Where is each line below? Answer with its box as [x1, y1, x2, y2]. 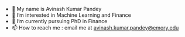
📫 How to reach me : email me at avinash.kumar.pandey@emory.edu [11, 24, 179, 31]
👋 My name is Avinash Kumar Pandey [11, 6, 102, 12]
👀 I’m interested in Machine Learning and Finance [11, 12, 132, 18]
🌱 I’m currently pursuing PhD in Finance [11, 18, 108, 24]
